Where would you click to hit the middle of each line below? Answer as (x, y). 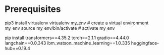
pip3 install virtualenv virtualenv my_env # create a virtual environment (77, 23)
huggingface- (145, 43)
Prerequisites (33, 9)
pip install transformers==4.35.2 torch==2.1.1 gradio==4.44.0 (67, 38)
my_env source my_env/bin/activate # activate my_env (60, 28)
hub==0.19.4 (18, 48)
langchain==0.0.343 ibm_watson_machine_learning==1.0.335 (67, 43)
